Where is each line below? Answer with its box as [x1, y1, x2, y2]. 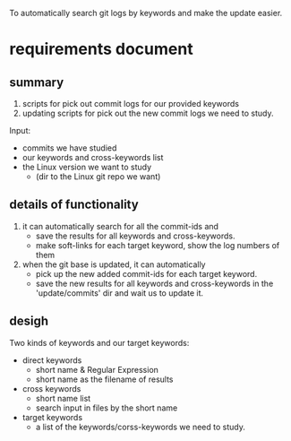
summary [9, 74, 64, 90]
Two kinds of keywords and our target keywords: [9, 337, 190, 348]
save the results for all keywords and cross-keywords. [35, 230, 235, 241]
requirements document [9, 39, 194, 59]
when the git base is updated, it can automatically [21, 259, 206, 270]
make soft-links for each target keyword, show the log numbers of [35, 239, 280, 250]
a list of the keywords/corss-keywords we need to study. [35, 421, 246, 432]
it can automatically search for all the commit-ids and [21, 220, 219, 231]
